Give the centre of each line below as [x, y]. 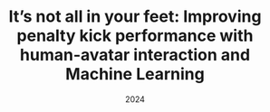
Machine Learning [135, 75]
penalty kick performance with [135, 36]
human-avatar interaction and [135, 55]
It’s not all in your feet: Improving [135, 17]
